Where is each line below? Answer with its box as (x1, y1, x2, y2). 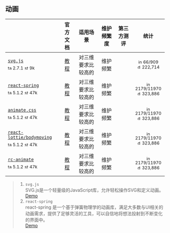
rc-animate (8, 157, 34, 163)
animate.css (8, 107, 37, 113)
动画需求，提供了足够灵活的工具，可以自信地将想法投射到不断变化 (25, 210, 163, 216)
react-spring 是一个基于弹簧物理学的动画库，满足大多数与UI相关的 (25, 204, 163, 210)
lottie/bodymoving (8, 135, 52, 140)
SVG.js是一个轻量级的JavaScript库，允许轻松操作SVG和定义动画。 (25, 187, 163, 193)
